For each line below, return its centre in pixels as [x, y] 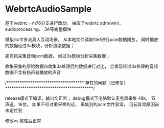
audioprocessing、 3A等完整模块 [38, 29]
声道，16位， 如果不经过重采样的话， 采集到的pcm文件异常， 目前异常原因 [80, 104]
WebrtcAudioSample [48, 9]
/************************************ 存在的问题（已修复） [67, 82]
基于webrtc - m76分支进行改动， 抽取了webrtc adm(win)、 [64, 23]
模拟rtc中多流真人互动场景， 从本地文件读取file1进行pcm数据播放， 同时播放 [82, 39]
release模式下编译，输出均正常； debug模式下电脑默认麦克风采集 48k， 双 [80, 98]
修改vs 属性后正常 [23, 121]
